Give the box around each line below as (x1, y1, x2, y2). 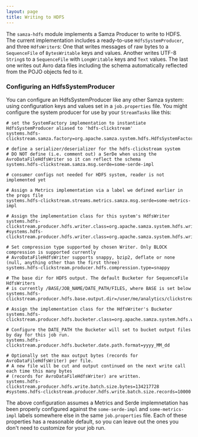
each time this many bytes (6, 368, 72, 374)
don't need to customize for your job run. (6, 424, 106, 431)
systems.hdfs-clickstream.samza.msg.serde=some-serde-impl (6, 161, 154, 167)
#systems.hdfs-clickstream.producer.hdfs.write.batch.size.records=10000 (6, 389, 192, 394)
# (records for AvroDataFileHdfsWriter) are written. (6, 373, 141, 379)
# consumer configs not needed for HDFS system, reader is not (6, 172, 165, 178)
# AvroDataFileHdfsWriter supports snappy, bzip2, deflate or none (6, 255, 176, 260)
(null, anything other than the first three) (6, 259, 120, 266)
